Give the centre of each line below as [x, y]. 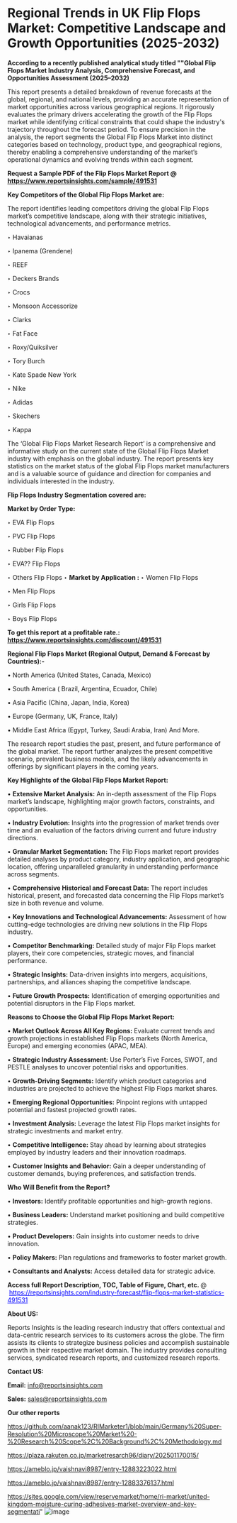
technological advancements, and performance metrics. [89, 223]
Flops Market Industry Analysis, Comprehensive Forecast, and [102, 70]
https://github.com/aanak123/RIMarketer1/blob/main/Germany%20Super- [115, 1426]
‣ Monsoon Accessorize [42, 306]
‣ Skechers [24, 416]
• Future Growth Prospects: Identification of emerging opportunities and [114, 996]
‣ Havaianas [25, 237]
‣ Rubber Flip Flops [36, 550]
